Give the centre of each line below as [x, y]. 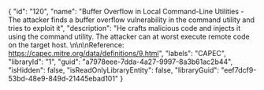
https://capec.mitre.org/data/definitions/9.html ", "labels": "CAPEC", [117, 53]
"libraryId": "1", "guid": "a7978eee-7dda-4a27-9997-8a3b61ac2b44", [121, 62]
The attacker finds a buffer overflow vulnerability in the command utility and [131, 20]
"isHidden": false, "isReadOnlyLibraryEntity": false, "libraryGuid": [113, 70]
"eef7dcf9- [238, 70]
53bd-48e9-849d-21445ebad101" [63, 79]
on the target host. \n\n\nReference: [66, 45]
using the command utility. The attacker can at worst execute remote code [129, 36]
